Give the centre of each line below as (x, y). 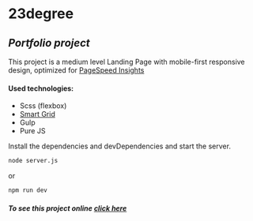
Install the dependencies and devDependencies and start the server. (120, 146)
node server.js (33, 161)
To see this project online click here (68, 208)
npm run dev (28, 190)
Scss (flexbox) (43, 106)
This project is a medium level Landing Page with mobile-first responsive (126, 62)
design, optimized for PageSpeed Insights (76, 70)
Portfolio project (49, 43)
